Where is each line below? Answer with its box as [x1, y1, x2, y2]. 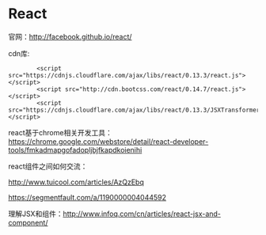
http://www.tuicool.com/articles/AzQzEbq [8, 177, 145, 187]
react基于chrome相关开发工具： [8, 127, 112, 137]
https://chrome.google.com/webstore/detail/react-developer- [8, 136, 209, 146]
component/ [8, 218, 48, 227]
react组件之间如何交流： [8, 161, 88, 171]
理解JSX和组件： [8, 209, 63, 218]
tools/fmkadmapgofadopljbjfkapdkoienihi [8, 145, 142, 154]
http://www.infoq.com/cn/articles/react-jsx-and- [63, 209, 222, 218]
